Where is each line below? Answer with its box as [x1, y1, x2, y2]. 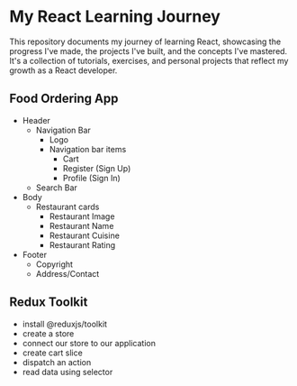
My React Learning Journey [9, 6, 220, 27]
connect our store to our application [22, 337, 156, 348]
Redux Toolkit [9, 295, 88, 310]
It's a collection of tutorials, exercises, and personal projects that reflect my [9, 55, 289, 66]
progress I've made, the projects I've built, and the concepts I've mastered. [9, 45, 288, 56]
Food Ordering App [9, 91, 119, 106]
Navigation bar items [49, 143, 127, 154]
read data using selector [22, 366, 113, 377]
